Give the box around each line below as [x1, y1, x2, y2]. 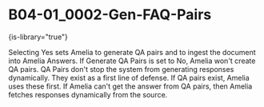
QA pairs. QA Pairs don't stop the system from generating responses [8, 64, 234, 73]
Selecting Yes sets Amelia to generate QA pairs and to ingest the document [8, 47, 256, 57]
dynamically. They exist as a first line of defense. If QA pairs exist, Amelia [8, 73, 250, 82]
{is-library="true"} [8, 32, 68, 42]
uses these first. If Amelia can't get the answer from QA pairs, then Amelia [8, 81, 253, 91]
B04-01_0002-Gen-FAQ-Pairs [8, 6, 212, 24]
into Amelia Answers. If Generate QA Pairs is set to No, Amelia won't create [8, 56, 256, 65]
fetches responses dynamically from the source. [8, 89, 168, 99]
